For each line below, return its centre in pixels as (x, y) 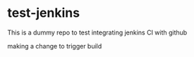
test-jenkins (43, 13)
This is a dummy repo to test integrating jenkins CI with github (97, 32)
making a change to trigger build (55, 46)
